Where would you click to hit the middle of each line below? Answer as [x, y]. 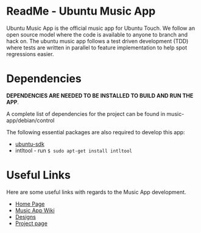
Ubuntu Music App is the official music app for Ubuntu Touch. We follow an [101, 28]
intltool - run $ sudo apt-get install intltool [74, 150]
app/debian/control [30, 120]
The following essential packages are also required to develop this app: [96, 132]
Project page [31, 223]
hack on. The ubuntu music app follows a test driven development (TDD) [97, 41]
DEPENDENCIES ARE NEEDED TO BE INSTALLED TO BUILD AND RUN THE [100, 95]
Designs [26, 217]
